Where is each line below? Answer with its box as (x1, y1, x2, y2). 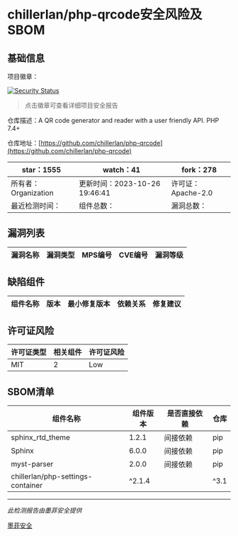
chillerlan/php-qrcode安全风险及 (7, 6, 203, 23)
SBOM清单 (7, 385, 55, 398)
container (11, 481, 43, 491)
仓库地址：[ (7, 139, 41, 147)
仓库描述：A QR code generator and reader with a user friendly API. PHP (7, 116, 220, 124)
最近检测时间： (11, 201, 62, 210)
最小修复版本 (67, 299, 111, 309)
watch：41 (102, 165, 141, 175)
